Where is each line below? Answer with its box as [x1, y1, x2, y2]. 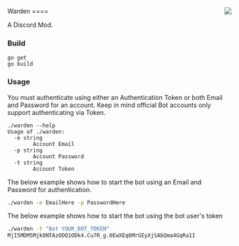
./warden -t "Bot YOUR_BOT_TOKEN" [7, 225, 110, 233]
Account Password [33, 152, 84, 160]
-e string [14, 134, 43, 141]
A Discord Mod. [7, 21, 53, 29]
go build [7, 60, 33, 68]
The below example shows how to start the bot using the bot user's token [7, 212, 223, 220]
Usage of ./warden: [7, 128, 65, 135]
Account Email [33, 140, 75, 147]
